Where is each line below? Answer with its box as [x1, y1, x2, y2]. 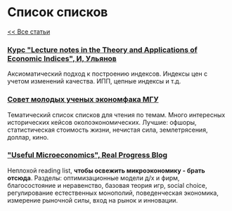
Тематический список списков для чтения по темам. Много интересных [7, 110, 226, 119]
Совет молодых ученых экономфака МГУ [7, 95, 159, 104]
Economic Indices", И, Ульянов [7, 53, 117, 63]
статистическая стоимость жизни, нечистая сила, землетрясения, [7, 125, 208, 134]
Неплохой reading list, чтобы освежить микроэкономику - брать [7, 166, 205, 175]
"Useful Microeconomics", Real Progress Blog [7, 150, 167, 160]
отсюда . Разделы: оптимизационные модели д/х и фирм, [7, 173, 180, 182]
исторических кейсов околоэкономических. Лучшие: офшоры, [7, 118, 197, 126]
